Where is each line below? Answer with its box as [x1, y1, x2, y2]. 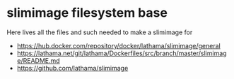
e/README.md [16, 56, 61, 64]
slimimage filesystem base [6, 5, 168, 21]
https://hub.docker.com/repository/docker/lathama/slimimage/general [16, 41, 221, 50]
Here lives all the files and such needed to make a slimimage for [6, 28, 193, 36]
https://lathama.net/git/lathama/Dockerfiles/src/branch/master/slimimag [16, 49, 227, 57]
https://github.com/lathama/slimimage [16, 64, 129, 72]
